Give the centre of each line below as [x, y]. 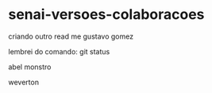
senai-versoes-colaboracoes [106, 15]
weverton [24, 82]
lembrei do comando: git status [59, 51]
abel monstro [30, 67]
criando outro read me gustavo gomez [71, 36]
